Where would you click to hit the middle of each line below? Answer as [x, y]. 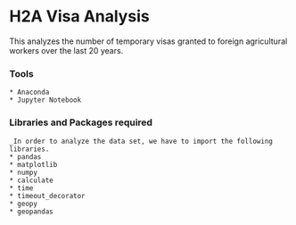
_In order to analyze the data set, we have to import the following [141, 141]
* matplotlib [33, 164]
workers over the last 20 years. [66, 50]
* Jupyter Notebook [45, 100]
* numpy [24, 172]
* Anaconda [29, 92]
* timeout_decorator [48, 196]
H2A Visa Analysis [79, 17]
